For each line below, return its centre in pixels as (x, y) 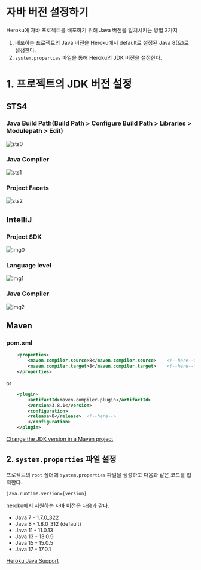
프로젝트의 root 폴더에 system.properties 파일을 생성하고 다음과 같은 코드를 (96, 475)
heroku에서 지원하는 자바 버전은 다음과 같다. (58, 505)
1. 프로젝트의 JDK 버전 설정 (69, 84)
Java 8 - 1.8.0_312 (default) (48, 523)
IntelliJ (19, 220)
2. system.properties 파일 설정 (61, 459)
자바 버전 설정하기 (47, 12)
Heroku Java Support (33, 560)
